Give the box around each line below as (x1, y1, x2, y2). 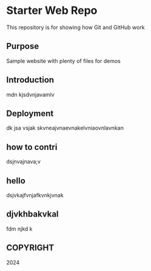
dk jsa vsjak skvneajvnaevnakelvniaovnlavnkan (6, 125, 124, 132)
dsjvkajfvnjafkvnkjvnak (6, 192, 64, 198)
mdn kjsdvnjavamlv (6, 91, 55, 98)
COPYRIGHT (6, 243, 55, 253)
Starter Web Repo (6, 4, 98, 18)
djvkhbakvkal (6, 209, 59, 220)
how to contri (6, 142, 58, 152)
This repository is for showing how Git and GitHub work (6, 24, 145, 31)
